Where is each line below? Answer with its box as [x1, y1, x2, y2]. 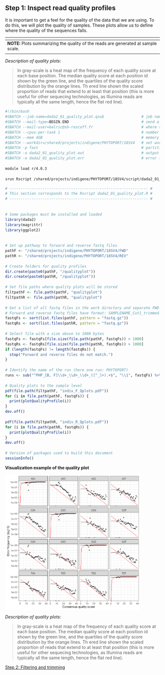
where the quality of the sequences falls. [5, 27, 87, 33]
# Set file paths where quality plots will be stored [5, 285, 118, 290]
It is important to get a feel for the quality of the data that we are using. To [5, 17, 155, 23]
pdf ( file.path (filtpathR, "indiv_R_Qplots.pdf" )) [5, 419, 109, 425]
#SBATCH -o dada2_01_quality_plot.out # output [5, 151, 160, 155]
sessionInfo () [5, 456, 34, 461]
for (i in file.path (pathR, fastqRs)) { [5, 425, 89, 430]
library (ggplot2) [5, 227, 41, 233]
